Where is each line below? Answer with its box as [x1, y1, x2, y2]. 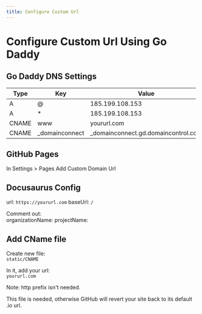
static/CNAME [6, 256, 39, 262]
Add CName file [6, 234, 67, 244]
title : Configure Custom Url [6, 8, 79, 15]
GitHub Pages [6, 149, 59, 159]
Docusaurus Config [6, 182, 81, 192]
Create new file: [6, 250, 46, 257]
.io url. [6, 302, 22, 309]
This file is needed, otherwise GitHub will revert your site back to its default [6, 295, 192, 303]
